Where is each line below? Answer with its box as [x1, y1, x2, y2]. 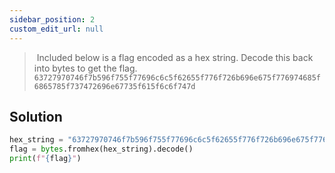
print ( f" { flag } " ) [9, 154, 82, 164]
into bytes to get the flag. [33, 62, 138, 74]
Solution [9, 108, 63, 125]
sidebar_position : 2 [9, 14, 96, 25]
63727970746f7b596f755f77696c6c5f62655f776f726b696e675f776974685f [33, 72, 321, 83]
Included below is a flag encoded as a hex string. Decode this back [36, 51, 314, 63]
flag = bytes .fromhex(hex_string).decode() [9, 144, 194, 155]
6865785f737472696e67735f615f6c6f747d [33, 81, 196, 91]
